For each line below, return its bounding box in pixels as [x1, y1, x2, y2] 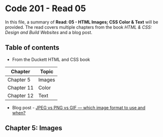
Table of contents [5, 43, 59, 52]
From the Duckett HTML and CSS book [12, 57, 91, 62]
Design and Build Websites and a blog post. [5, 29, 92, 35]
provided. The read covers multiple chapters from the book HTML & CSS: [5, 24, 152, 30]
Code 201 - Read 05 [5, 3, 86, 14]
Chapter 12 [7, 92, 34, 99]
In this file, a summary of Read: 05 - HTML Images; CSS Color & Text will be [5, 19, 159, 25]
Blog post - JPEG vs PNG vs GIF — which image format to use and [12, 104, 145, 110]
